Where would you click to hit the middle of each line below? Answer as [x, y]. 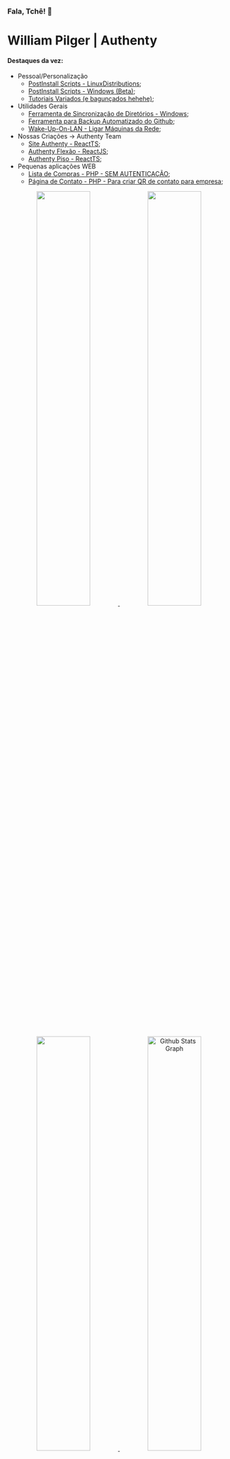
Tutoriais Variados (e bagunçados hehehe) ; [91, 99]
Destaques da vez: [35, 60]
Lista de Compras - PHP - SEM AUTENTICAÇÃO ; [99, 174]
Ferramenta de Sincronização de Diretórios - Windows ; [108, 114]
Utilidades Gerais [42, 106]
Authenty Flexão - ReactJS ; [68, 151]
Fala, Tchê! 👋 [30, 11]
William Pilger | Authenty [82, 41]
